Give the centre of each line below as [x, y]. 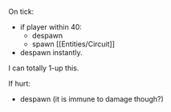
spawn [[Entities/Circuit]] [73, 44]
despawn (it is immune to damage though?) [92, 99]
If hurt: [19, 84]
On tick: [21, 12]
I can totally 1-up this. [44, 68]
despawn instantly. [51, 52]
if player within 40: [51, 27]
